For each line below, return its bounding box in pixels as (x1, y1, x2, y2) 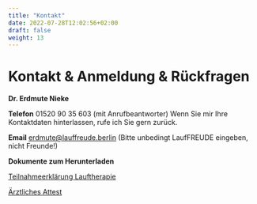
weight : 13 (8, 33, 44, 42)
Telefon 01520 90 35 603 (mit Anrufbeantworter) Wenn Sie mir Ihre (8, 109, 228, 119)
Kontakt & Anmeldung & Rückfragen (8, 68, 251, 85)
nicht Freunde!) (8, 142, 58, 151)
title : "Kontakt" (8, 11, 66, 20)
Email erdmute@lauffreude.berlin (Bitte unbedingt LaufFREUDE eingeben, (8, 133, 249, 142)
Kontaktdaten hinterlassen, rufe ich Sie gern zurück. (8, 118, 178, 127)
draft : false (8, 26, 51, 34)
